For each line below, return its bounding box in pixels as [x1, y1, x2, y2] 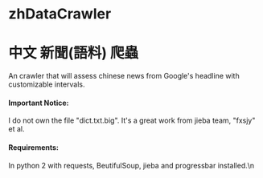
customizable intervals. [8, 79, 86, 89]
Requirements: [8, 142, 59, 152]
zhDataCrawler [8, 5, 112, 23]
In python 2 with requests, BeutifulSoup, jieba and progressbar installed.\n [8, 160, 255, 170]
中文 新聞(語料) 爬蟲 [8, 44, 139, 63]
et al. [8, 124, 25, 134]
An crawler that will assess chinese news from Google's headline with [8, 71, 240, 81]
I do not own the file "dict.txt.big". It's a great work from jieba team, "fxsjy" [8, 115, 256, 125]
